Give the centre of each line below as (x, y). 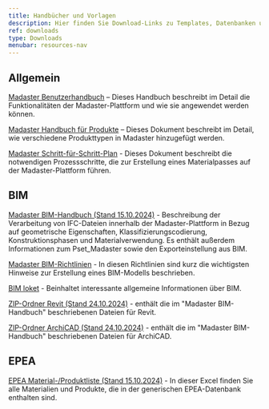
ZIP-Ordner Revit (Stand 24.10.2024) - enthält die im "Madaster (112, 304)
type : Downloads (35, 38)
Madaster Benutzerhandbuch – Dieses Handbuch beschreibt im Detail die (129, 97)
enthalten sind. (33, 397)
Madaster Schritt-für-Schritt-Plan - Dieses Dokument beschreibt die (120, 153)
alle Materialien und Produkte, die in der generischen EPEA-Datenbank (125, 389)
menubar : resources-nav (48, 46)
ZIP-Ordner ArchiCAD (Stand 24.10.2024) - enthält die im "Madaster (120, 328)
